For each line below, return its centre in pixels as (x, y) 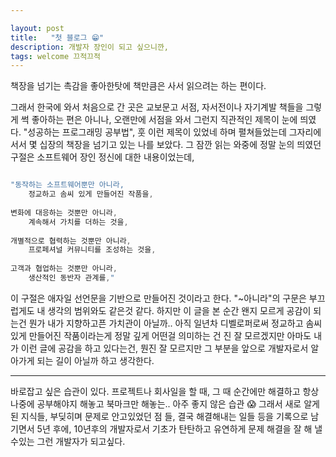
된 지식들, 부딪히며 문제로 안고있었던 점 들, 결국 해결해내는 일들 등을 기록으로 (159, 416)
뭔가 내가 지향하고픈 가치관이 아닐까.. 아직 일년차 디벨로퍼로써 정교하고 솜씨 (175, 323)
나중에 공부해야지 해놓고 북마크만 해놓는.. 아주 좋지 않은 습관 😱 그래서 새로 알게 (165, 403)
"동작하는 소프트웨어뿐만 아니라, (67, 185)
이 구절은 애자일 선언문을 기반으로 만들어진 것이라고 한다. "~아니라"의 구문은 (158, 298)
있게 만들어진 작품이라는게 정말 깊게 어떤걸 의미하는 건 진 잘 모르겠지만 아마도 (161, 335)
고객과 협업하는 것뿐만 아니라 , (64, 269)
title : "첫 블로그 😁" (57, 37)
